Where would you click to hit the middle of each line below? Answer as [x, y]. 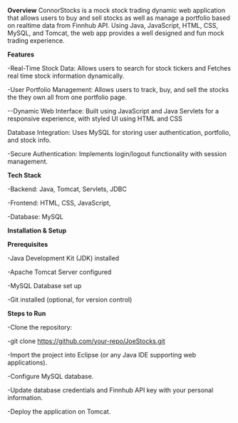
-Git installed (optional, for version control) [70, 300]
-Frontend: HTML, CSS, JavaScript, [59, 203]
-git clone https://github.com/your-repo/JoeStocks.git [86, 341]
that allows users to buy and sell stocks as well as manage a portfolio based [119, 18]
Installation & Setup [37, 230]
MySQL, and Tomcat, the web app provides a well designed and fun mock [116, 33]
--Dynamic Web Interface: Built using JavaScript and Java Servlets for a [113, 111]
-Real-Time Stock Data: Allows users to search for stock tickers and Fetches [119, 68]
